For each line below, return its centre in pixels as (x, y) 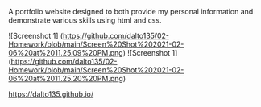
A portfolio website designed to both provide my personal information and (131, 12)
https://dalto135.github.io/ (51, 94)
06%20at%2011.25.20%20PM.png (66, 78)
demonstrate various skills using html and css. (85, 20)
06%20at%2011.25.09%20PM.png (66, 53)
